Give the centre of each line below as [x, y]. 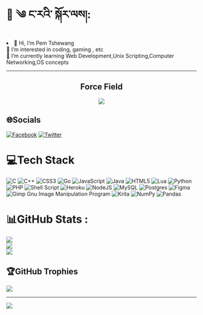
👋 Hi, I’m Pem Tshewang [44, 43]
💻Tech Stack [40, 160]
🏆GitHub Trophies [42, 271]
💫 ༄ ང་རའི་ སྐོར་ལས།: [49, 15]
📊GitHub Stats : [47, 219]
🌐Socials [24, 120]
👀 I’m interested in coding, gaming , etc [55, 49]
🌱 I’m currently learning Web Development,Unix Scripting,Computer [90, 56]
